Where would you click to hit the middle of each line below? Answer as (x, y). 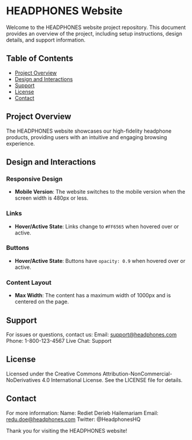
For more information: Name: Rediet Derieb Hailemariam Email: (82, 413)
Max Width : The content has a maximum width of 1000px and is (93, 296)
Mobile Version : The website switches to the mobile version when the (100, 192)
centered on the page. (42, 302)
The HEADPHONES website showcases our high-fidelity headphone (89, 131)
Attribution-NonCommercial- (137, 374)
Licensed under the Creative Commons (54, 374)
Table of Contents (40, 58)
